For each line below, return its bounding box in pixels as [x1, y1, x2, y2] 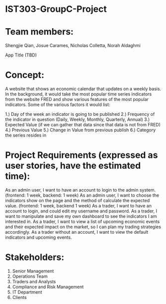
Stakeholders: [5, 252, 64, 263]
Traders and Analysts [12, 278, 56, 284]
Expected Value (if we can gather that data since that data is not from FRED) [5, 122, 161, 128]
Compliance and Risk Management [12, 284, 84, 290]
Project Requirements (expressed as [5, 150, 158, 161]
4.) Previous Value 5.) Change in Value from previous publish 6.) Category [5, 127, 156, 133]
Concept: [5, 69, 45, 81]
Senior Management [12, 268, 54, 274]
